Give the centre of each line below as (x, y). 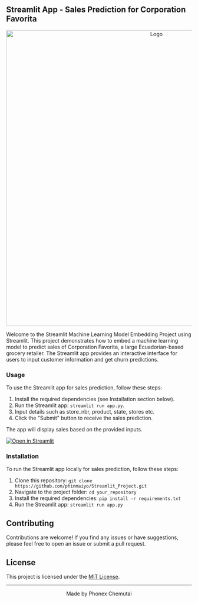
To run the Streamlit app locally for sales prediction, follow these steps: (92, 469)
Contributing (30, 523)
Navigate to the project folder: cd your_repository (75, 492)
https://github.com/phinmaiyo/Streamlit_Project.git (81, 486)
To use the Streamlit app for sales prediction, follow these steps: (84, 388)
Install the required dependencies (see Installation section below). (95, 399)
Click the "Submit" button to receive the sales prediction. (84, 418)
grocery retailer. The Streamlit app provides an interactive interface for (92, 353)
